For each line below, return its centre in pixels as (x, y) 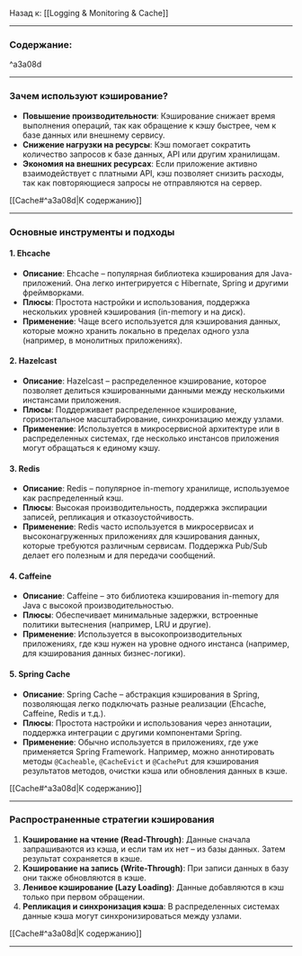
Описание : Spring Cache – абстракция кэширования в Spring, (141, 694)
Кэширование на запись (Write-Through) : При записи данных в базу (155, 868)
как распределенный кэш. (73, 498)
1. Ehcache (30, 253)
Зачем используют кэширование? (89, 96)
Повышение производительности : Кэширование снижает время (149, 115)
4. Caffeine (31, 576)
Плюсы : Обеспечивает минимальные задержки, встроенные (140, 615)
